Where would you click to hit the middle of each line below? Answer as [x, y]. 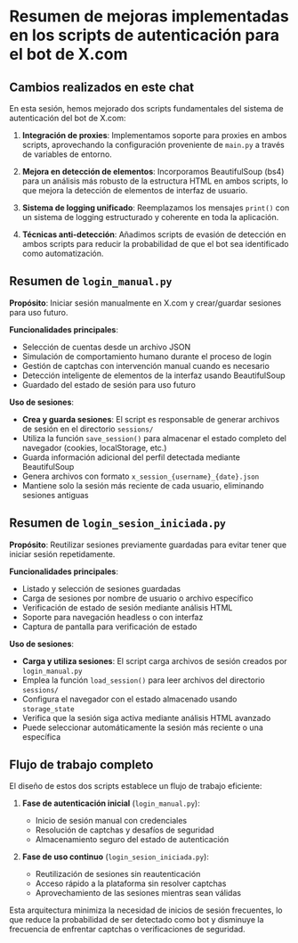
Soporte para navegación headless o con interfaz [113, 617]
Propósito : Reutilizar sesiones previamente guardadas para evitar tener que [148, 545]
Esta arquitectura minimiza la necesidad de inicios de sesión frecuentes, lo [146, 910]
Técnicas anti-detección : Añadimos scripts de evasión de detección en [154, 234]
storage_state [48, 709]
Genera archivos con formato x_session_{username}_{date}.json [141, 476]
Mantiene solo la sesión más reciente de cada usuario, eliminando [143, 485]
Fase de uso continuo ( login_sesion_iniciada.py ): [115, 857]
